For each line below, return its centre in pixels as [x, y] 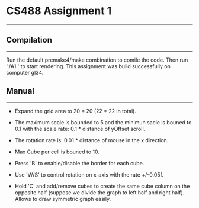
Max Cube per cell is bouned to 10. [57, 152]
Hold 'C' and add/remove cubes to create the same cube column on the [102, 186]
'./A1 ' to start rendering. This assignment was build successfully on [88, 66]
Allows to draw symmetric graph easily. [63, 199]
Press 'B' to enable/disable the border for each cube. [79, 163]
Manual [20, 91]
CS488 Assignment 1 [59, 11]
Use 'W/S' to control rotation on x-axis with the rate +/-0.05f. [89, 175]
